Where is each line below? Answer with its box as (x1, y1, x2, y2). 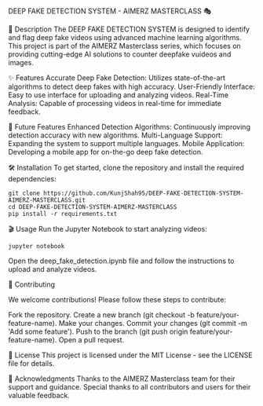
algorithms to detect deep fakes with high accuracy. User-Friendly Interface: (8, 82, 255, 91)
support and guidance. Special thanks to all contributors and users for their (8, 382, 251, 391)
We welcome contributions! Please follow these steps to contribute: (8, 295, 226, 304)
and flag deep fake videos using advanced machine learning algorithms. (8, 33, 242, 42)
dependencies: (8, 174, 57, 183)
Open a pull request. (58, 335, 125, 344)
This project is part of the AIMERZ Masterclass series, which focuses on (8, 42, 241, 50)
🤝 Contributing (8, 280, 56, 289)
